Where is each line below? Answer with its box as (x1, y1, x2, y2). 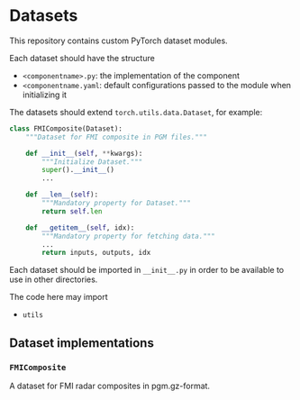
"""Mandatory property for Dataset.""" (41, 199, 192, 208)
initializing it (22, 89, 68, 100)
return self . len (41, 206, 103, 216)
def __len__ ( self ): (25, 190, 99, 199)
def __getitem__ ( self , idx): (25, 223, 135, 232)
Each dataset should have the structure (9, 52, 155, 63)
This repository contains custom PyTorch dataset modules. (9, 35, 228, 46)
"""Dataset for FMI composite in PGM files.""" (25, 132, 207, 141)
